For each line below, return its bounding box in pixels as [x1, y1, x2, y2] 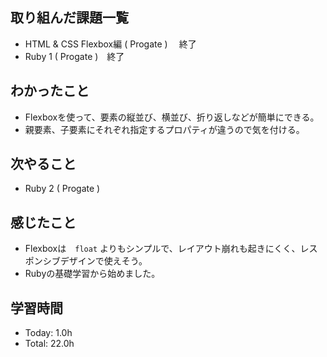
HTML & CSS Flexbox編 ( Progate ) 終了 [24, 38, 197, 50]
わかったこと [10, 83, 90, 100]
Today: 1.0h [24, 327, 73, 339]
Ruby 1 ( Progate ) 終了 [24, 50, 125, 62]
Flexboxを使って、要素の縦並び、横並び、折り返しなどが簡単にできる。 [24, 111, 320, 123]
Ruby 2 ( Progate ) [24, 183, 101, 195]
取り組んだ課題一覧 [10, 9, 129, 27]
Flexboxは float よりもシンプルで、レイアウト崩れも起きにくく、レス [24, 243, 318, 255]
